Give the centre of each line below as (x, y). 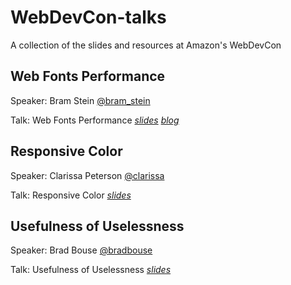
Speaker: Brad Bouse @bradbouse (81, 250)
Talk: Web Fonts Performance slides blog (95, 120)
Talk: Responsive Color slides (71, 195)
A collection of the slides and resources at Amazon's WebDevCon (146, 45)
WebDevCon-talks (88, 17)
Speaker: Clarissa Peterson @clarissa (87, 175)
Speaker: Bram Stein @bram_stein (80, 100)
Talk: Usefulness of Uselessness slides (91, 270)
